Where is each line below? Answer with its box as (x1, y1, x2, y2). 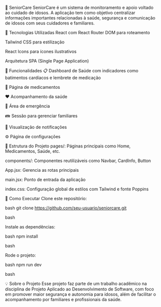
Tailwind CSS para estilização (5, 39, 65, 45)
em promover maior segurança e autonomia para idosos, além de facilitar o (5, 291, 156, 297)
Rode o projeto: (5, 252, 36, 258)
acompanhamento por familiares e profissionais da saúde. (5, 297, 122, 302)
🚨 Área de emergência (5, 103, 50, 109)
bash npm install (5, 233, 38, 239)
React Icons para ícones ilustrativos (5, 49, 77, 54)
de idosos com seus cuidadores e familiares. (5, 20, 95, 26)
